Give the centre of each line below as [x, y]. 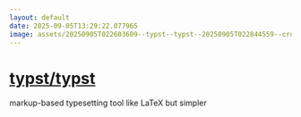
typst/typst [52, 78]
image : [21, 34]
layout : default [39, 17]
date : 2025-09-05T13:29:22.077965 [74, 26]
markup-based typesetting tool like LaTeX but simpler [108, 103]
